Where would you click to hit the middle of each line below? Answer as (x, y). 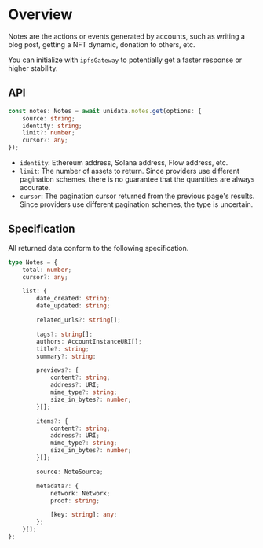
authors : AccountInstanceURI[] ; (89, 341)
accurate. (35, 188)
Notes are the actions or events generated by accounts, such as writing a (127, 36)
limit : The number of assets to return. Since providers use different (129, 171)
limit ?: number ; (49, 133)
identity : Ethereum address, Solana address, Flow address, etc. (124, 162)
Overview (40, 15)
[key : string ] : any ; (84, 515)
